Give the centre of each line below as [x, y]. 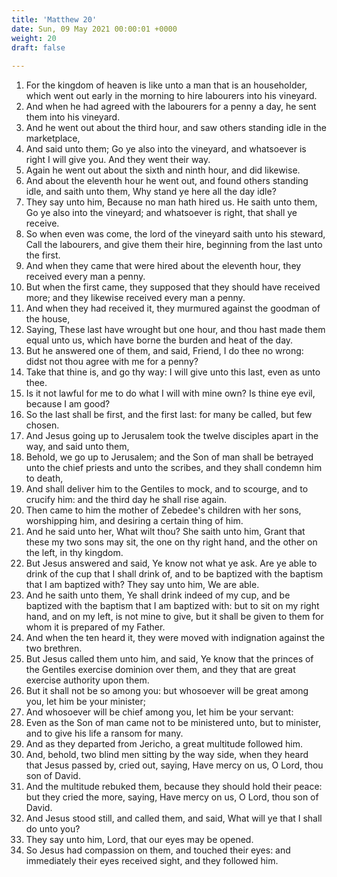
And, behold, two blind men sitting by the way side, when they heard [167, 755]
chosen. [42, 425]
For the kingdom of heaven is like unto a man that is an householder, [166, 85]
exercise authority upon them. [87, 680]
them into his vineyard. [73, 117]
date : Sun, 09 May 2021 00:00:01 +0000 [94, 29]
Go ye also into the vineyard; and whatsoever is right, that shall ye [161, 213]
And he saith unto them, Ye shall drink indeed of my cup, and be [158, 595]
